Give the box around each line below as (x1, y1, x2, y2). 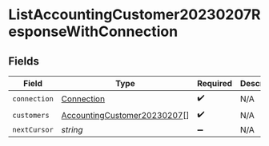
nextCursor (12, 125, 54, 134)
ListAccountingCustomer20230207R (8, 6, 261, 24)
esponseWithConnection (8, 22, 179, 41)
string (61, 124, 83, 135)
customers (12, 110, 50, 120)
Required (197, 78, 233, 89)
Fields (8, 54, 40, 68)
